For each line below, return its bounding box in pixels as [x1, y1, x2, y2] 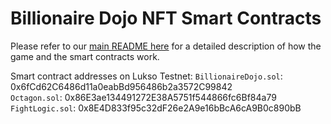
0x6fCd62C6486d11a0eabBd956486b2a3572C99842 [10, 80, 233, 92]
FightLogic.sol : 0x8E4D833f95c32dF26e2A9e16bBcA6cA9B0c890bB [10, 102, 302, 114]
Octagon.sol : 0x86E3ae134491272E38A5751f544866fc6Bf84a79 [10, 91, 277, 103]
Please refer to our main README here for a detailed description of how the [10, 40, 322, 52]
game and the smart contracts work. [10, 50, 160, 62]
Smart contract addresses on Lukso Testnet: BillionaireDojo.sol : [10, 70, 283, 82]
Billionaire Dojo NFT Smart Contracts [10, 7, 322, 30]
